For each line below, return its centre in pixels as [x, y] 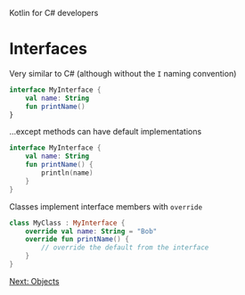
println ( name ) [67, 173]
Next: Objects [34, 281]
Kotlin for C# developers [54, 13]
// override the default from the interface [125, 248]
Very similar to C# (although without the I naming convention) [123, 73]
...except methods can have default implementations [106, 132]
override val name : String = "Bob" [91, 231]
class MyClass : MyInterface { [67, 223]
